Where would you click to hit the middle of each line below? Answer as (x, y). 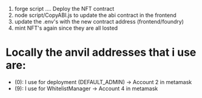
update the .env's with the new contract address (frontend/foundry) (99, 21)
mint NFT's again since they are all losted (66, 28)
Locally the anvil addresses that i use (101, 52)
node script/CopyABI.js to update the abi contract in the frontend (95, 15)
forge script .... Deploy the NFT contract (64, 9)
